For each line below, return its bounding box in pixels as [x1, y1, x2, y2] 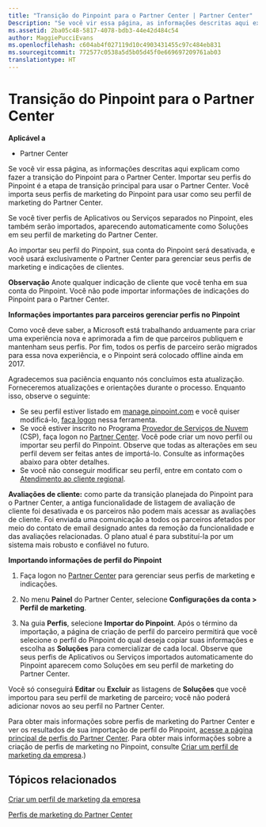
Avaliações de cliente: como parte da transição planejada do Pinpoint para [8, 489, 253, 498]
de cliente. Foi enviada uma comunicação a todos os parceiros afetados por [8, 514, 256, 524]
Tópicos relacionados [8, 773, 117, 787]
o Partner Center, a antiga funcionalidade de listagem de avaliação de [8, 498, 236, 507]
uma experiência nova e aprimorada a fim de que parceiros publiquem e [8, 333, 244, 343]
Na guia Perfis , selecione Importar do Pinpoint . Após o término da [19, 618, 237, 628]
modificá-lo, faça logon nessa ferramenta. [19, 414, 158, 425]
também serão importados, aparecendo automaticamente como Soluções [8, 221, 249, 231]
